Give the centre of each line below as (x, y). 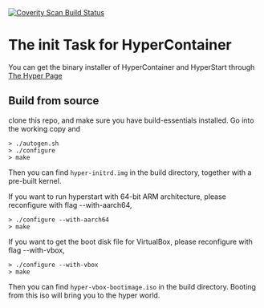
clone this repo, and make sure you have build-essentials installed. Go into (131, 120)
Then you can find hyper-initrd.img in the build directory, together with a (130, 172)
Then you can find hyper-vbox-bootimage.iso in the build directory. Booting (132, 286)
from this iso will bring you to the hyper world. (84, 295)
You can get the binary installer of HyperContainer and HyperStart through (132, 67)
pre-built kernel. (35, 180)
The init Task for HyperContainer (120, 45)
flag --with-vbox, (37, 250)
